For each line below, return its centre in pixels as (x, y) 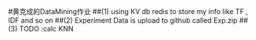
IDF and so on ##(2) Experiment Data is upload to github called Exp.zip (123, 20)
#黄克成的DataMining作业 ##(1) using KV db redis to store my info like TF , (128, 11)
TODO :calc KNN (46, 29)
